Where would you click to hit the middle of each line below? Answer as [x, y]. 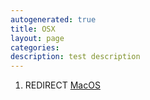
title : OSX [33, 29]
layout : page [37, 38]
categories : [35, 47]
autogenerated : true [53, 19]
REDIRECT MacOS [62, 85]
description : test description [75, 57]
